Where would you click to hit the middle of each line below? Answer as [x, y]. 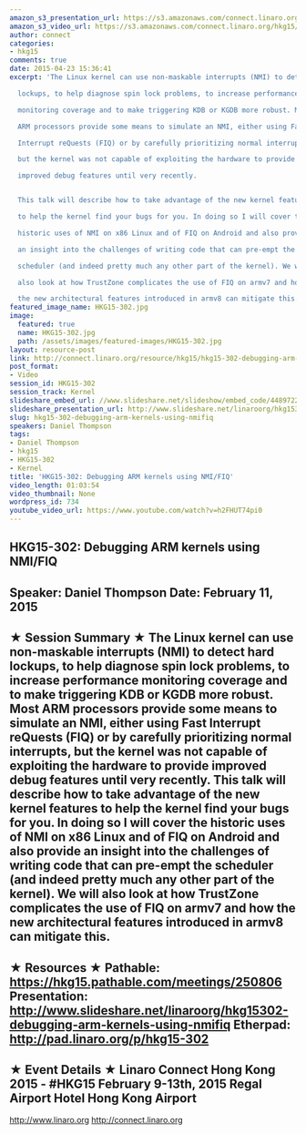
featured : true [46, 324]
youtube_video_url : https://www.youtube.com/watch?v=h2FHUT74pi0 [136, 511]
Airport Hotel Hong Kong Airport [103, 1098]
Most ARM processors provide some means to [143, 709]
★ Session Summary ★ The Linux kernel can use [152, 638]
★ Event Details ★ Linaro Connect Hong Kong [143, 1070]
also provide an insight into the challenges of [140, 851]
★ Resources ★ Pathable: [85, 968]
